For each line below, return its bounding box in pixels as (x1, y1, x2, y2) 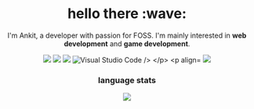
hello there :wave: (67, 5, 187, 23)
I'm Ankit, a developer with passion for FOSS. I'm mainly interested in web (7, 31, 247, 40)
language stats (98, 74, 156, 85)
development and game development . (63, 38, 190, 48)
